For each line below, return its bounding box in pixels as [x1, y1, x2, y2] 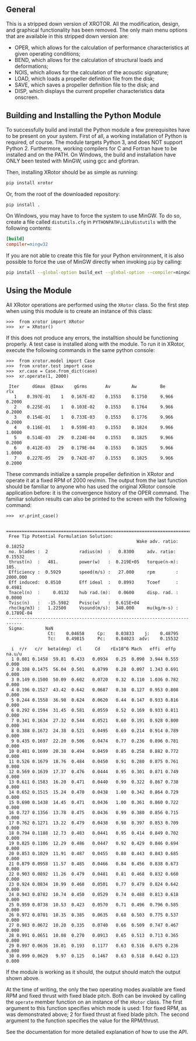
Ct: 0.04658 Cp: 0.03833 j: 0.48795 [47, 630, 179, 636]
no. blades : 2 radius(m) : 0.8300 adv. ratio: [8, 549, 176, 554]
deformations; [14, 63, 48, 70]
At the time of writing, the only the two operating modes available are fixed [6, 985, 185, 993]
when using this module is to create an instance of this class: [6, 307, 153, 315]
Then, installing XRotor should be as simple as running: [6, 168, 138, 175]
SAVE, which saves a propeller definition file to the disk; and [14, 81, 159, 88]
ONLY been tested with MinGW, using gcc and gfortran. [6, 157, 140, 164]
